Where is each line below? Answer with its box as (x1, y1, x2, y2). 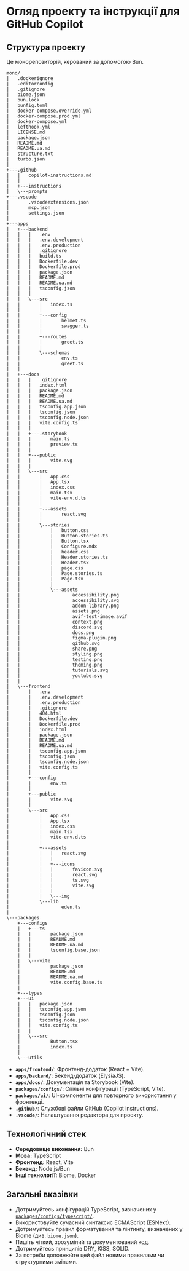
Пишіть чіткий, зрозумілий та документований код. (15, 1238, 150, 1246)
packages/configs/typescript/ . (15, 1212, 94, 1219)
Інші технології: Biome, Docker (15, 1171, 96, 1179)
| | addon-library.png (6, 603, 120, 609)
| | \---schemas (6, 350, 70, 356)
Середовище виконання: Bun (15, 1145, 94, 1152)
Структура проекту (6, 42, 86, 52)
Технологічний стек (6, 1129, 87, 1139)
